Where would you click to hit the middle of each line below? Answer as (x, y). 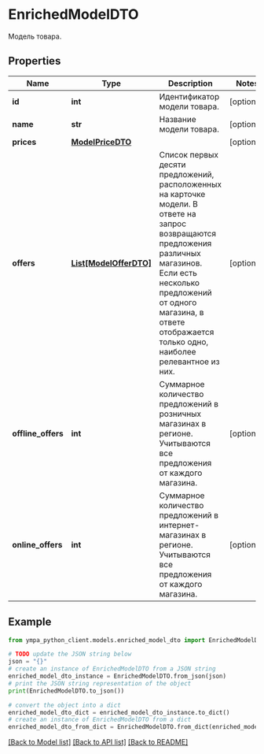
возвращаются (188, 233)
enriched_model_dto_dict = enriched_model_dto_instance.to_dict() (119, 712)
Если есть (178, 273)
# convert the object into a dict (65, 705)
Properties (35, 61)
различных (180, 253)
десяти (172, 165)
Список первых (189, 154)
